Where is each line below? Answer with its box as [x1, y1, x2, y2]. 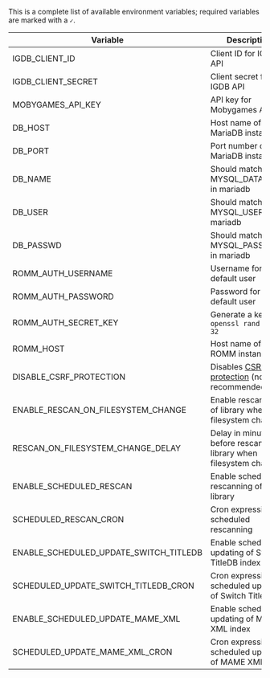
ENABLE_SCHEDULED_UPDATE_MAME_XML [12, 614, 181, 624]
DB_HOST [12, 122, 51, 133]
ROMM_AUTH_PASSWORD [12, 291, 114, 302]
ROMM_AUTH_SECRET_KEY [12, 317, 119, 328]
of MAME [210, 656, 246, 668]
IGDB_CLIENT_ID [12, 53, 76, 63]
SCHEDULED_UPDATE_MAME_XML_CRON [12, 647, 173, 657]
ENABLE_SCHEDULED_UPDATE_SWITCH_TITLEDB [12, 547, 203, 558]
